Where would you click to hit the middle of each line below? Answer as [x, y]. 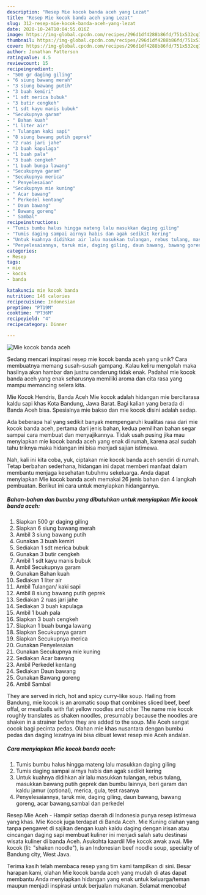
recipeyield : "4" [29, 319]
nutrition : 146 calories [39, 296]
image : [15, 35]
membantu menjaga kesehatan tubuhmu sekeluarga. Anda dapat [88, 472]
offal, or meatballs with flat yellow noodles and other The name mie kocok [100, 709]
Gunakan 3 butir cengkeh [48, 554]
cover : [15, 46]
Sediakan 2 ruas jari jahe [47, 600]
